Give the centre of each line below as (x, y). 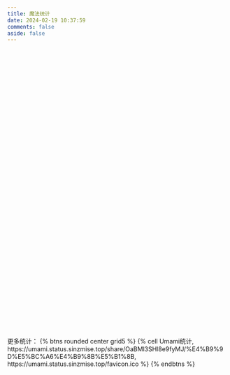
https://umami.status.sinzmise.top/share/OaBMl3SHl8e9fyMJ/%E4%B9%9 (115, 349)
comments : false (31, 27)
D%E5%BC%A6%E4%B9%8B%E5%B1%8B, (72, 357)
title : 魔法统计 (29, 14)
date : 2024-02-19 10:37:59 (46, 20)
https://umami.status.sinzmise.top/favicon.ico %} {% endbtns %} (101, 364)
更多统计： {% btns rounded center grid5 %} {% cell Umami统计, (101, 341)
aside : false (26, 33)
